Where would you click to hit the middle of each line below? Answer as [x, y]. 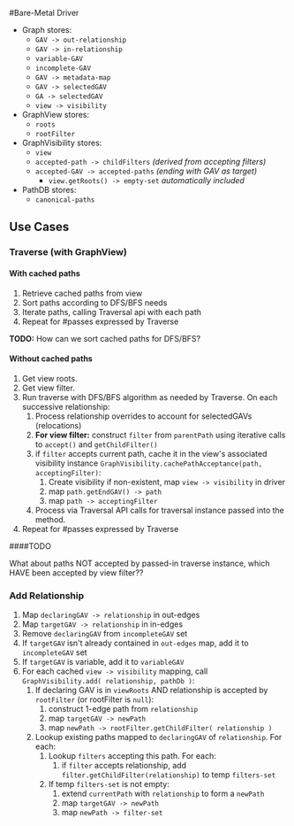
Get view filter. [48, 388]
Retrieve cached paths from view [82, 293]
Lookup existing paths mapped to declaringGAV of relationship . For [158, 737]
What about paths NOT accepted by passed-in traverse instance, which [139, 563]
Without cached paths [51, 359]
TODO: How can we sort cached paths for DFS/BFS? [105, 338]
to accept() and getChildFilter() [96, 444]
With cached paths [45, 273]
